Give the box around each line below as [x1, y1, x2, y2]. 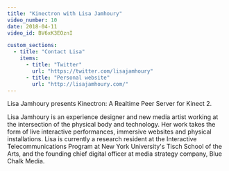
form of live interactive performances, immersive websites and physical [7, 127, 212, 136]
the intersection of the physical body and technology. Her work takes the [7, 120, 216, 129]
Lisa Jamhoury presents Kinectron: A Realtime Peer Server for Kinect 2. [7, 100, 212, 108]
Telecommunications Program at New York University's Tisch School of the [7, 143, 223, 151]
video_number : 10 [7, 17, 58, 24]
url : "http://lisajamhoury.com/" [32, 80, 129, 87]
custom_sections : [7, 42, 58, 49]
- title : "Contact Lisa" [13, 48, 85, 55]
